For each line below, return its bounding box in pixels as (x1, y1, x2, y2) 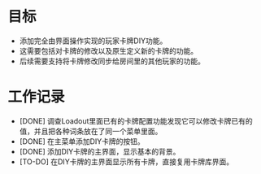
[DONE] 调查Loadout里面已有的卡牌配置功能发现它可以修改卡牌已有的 (19, 115, 253, 126)
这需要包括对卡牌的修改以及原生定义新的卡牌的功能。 (19, 46, 198, 55)
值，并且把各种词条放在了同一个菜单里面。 (19, 126, 163, 136)
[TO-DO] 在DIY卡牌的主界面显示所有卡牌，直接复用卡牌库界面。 (19, 156, 233, 167)
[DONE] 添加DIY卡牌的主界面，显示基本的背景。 (19, 146, 181, 156)
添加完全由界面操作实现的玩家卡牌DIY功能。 (19, 36, 167, 46)
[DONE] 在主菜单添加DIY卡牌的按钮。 (19, 136, 146, 146)
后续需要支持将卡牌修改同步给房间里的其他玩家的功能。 (19, 56, 205, 66)
